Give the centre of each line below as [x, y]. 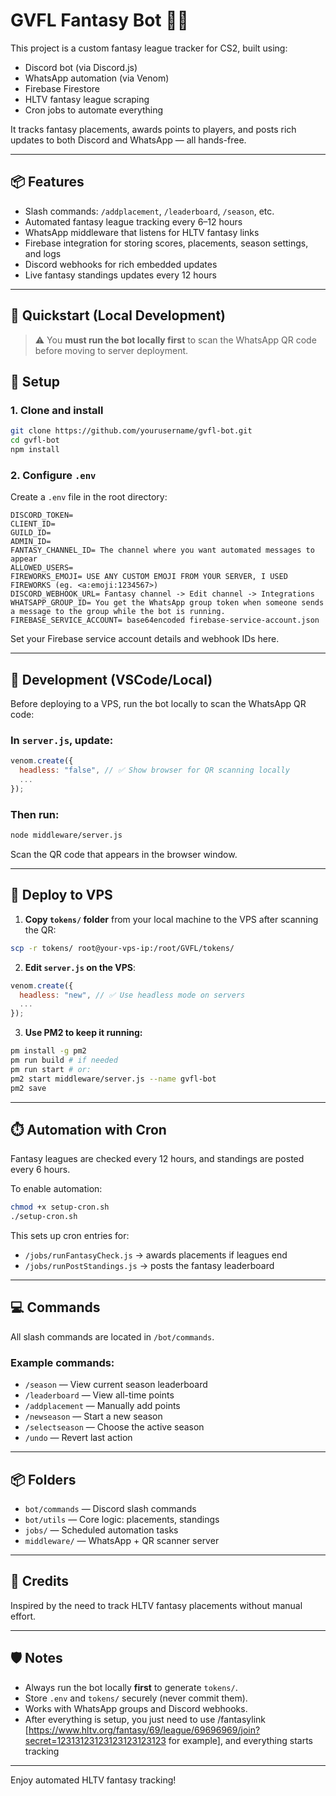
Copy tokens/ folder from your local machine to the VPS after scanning [171, 919]
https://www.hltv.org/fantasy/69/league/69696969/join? [144, 1730]
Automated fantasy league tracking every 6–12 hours [133, 221]
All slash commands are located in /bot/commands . [112, 1336]
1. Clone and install [57, 410]
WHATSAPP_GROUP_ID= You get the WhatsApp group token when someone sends [167, 603]
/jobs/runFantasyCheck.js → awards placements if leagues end [156, 1255]
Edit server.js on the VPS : [80, 967]
